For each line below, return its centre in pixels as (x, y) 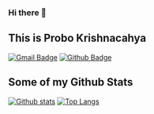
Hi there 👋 (28, 13)
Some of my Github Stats (71, 82)
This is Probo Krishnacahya (77, 38)
